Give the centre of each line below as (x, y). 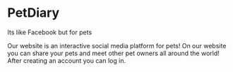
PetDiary (34, 13)
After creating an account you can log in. (66, 60)
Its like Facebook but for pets (50, 32)
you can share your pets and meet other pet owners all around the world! (114, 53)
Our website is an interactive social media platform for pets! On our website (117, 45)
